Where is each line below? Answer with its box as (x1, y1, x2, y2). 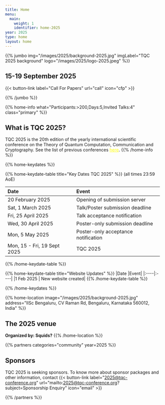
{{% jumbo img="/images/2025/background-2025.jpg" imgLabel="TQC (5, 53, 150, 58)
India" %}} (5, 305, 26, 311)
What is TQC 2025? (5, 123, 66, 132)
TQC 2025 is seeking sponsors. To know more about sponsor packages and (5, 369, 159, 375)
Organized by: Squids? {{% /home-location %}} (5, 332, 103, 339)
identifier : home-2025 (14, 26, 60, 30)
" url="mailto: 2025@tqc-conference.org (36, 380, 118, 385)
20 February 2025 (7, 196, 51, 203)
